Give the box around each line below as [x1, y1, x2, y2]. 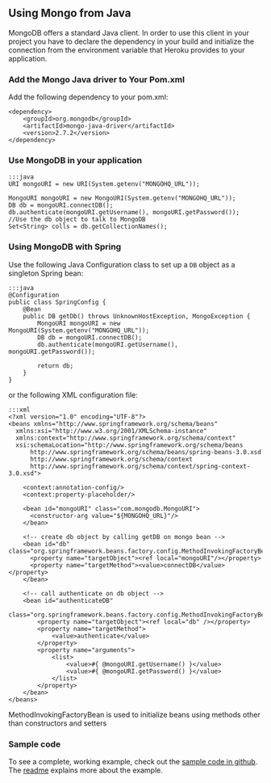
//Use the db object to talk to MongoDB [8, 216, 147, 224]
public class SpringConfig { [8, 298, 106, 306]
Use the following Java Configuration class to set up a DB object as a [8, 259, 236, 269]
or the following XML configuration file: [8, 389, 139, 399]
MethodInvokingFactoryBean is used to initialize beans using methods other [8, 709, 261, 719]
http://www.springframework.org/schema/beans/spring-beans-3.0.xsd [29, 448, 262, 456]
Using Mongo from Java [8, 6, 131, 20]
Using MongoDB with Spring [8, 242, 122, 253]
